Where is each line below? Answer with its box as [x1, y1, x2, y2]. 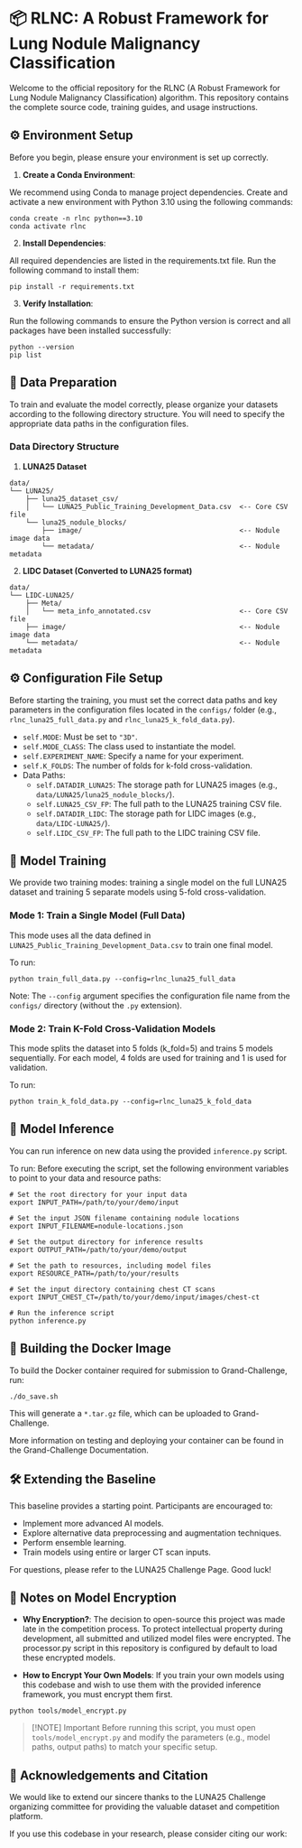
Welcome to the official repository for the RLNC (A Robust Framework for [9, 82, 281, 93]
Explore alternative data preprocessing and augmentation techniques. [22, 1528, 282, 1538]
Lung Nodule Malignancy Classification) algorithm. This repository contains [9, 92, 289, 103]
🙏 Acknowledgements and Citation [9, 1768, 209, 1783]
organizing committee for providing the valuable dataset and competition [9, 1801, 280, 1812]
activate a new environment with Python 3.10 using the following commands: [9, 196, 294, 207]
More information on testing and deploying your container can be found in [9, 1435, 284, 1445]
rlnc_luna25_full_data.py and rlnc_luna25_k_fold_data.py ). [9, 713, 235, 724]
